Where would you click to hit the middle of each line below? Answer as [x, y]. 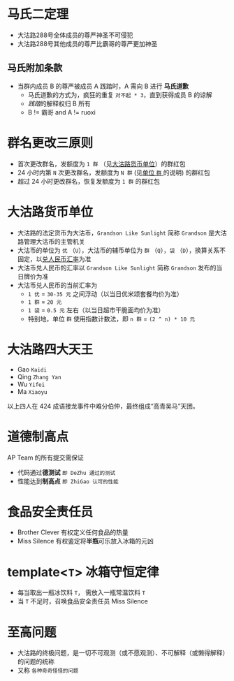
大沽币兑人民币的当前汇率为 [57, 285]
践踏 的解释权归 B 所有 [59, 103]
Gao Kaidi [32, 369]
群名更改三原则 [50, 143]
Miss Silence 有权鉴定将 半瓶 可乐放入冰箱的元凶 [85, 541]
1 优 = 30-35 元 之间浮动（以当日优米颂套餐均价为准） [105, 293]
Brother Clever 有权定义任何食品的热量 [73, 532]
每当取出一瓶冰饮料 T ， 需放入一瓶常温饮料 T [81, 593]
